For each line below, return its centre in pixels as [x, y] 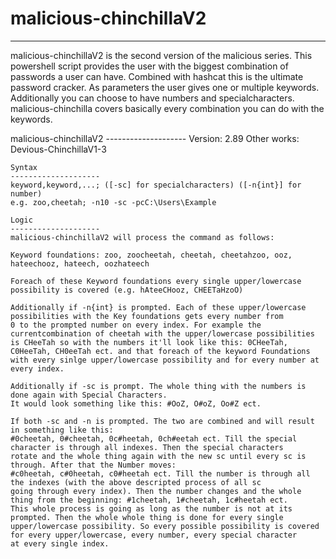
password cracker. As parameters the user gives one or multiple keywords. [165, 87]
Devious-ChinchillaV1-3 [58, 149]
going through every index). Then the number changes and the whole [156, 491]
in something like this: [62, 430]
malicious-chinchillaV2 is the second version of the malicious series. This [161, 55]
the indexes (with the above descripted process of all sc [136, 482]
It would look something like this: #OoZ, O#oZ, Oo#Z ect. [136, 403]
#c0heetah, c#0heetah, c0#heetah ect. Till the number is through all [160, 473]
